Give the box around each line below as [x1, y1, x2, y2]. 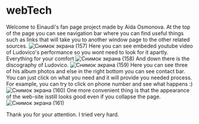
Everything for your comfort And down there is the [6, 55, 190, 62]
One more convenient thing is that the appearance [67, 86, 190, 94]
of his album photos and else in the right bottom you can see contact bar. [6, 67, 185, 75]
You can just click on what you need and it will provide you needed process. [6, 74, 192, 81]
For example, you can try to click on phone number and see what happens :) [6, 80, 193, 87]
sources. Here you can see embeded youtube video [6, 42, 193, 49]
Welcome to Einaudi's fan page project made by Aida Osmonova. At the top [6, 23, 191, 30]
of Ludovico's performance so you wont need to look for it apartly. [6, 48, 169, 55]
